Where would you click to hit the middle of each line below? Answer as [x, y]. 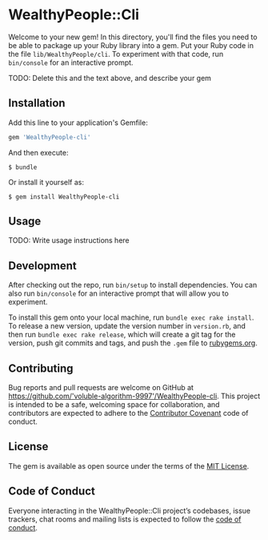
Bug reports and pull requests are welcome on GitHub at [101, 388]
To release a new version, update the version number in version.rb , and [127, 326]
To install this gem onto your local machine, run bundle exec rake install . [131, 317]
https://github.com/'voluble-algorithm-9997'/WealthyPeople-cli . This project [134, 396]
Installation [37, 103]
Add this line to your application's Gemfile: [78, 123]
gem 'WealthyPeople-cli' [50, 137]
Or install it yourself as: [46, 182]
